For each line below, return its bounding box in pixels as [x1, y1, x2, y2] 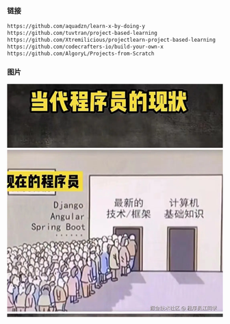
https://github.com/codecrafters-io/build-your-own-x [7, 43, 164, 51]
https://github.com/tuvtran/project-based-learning [7, 29, 157, 37]
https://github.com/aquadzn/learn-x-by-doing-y [7, 23, 146, 30]
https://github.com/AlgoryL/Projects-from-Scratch [7, 50, 155, 58]
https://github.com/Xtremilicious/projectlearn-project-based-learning [7, 36, 216, 44]
